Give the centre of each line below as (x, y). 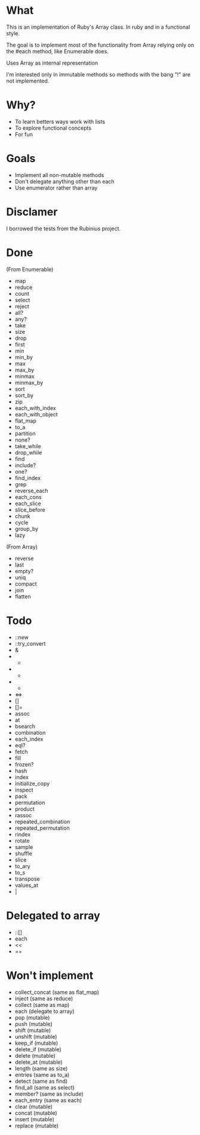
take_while (28, 446)
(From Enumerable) (30, 269)
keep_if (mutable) (36, 1043)
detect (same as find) (41, 1081)
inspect (24, 790)
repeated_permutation (42, 828)
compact (26, 583)
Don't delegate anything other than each (64, 181)
